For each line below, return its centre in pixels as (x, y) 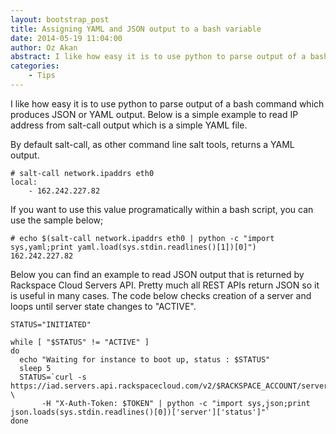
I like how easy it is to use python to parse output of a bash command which (167, 103)
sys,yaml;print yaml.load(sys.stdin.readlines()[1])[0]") (133, 247)
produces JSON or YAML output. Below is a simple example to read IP (154, 114)
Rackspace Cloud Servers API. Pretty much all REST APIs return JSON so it (165, 285)
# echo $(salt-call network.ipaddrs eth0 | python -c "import (142, 238)
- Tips (42, 76)
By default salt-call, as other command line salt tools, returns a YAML (152, 144)
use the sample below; (57, 220)
